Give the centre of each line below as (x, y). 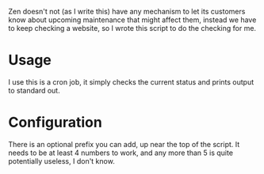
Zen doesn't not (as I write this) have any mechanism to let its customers (127, 11)
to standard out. (34, 90)
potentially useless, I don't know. (61, 161)
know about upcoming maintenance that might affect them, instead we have (132, 20)
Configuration (55, 123)
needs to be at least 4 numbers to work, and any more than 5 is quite (121, 153)
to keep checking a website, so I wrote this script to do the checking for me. (132, 28)
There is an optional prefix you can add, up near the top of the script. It (124, 144)
